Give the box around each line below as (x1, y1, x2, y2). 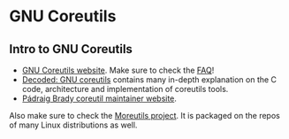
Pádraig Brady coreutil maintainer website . (21, 93, 177, 104)
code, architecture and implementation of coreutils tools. (21, 84, 229, 94)
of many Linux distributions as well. (9, 120, 138, 130)
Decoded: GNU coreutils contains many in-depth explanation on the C (21, 74, 277, 85)
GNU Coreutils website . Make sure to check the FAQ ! (21, 65, 215, 75)
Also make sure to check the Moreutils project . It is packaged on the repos (9, 111, 280, 120)
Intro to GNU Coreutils (9, 42, 133, 57)
